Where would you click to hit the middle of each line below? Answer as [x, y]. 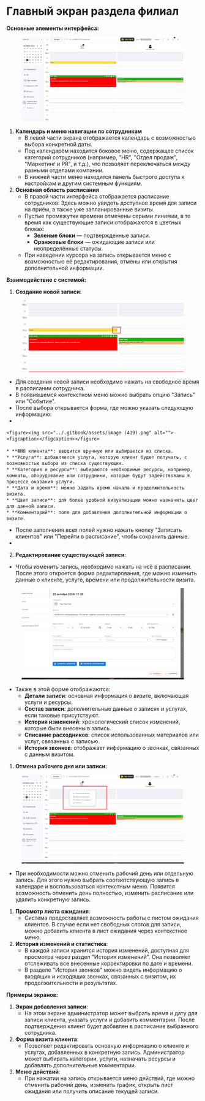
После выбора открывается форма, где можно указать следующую [104, 407]
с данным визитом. [50, 754]
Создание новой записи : [48, 292]
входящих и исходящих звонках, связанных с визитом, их [100, 976]
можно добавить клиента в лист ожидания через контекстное [106, 931]
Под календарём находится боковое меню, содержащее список [109, 151]
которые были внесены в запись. [68, 728]
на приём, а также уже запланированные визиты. [89, 210]
